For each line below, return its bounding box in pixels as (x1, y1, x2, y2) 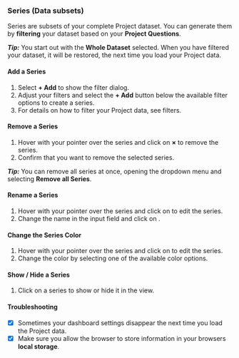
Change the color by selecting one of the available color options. (17, 254, 208, 262)
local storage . (17, 342, 60, 351)
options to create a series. (17, 98, 95, 107)
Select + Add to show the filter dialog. (17, 83, 130, 91)
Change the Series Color (7, 230, 82, 239)
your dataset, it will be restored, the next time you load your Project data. (7, 51, 222, 59)
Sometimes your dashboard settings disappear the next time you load (17, 318, 223, 327)
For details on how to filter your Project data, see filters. (17, 106, 182, 114)
